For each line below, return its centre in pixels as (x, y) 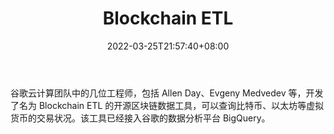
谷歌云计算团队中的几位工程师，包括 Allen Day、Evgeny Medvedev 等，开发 (167, 93)
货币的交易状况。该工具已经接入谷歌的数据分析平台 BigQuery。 (140, 118)
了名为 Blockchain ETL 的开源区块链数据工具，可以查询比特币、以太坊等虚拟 (167, 105)
